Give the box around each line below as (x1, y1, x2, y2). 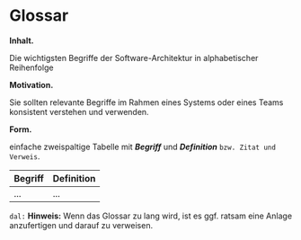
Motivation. (9, 79, 54, 90)
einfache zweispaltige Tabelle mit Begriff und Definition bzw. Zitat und (9, 141, 277, 152)
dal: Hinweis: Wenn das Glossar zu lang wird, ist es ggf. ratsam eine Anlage (9, 210, 293, 221)
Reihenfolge (9, 62, 54, 73)
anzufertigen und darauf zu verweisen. (9, 219, 154, 230)
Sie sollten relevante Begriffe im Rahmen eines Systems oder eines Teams (9, 96, 284, 108)
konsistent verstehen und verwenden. (9, 106, 150, 117)
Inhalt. (9, 35, 34, 46)
